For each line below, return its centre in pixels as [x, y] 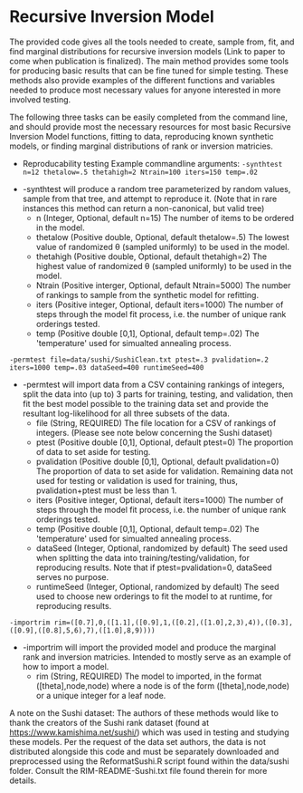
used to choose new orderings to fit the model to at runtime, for [154, 596]
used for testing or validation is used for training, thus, [137, 480]
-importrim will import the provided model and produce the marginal [149, 647]
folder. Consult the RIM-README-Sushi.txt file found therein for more [138, 770]
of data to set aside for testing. [93, 451]
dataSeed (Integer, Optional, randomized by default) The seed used [161, 548]
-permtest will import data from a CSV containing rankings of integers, [153, 384]
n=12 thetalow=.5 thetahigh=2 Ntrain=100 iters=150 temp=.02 [140, 172]
